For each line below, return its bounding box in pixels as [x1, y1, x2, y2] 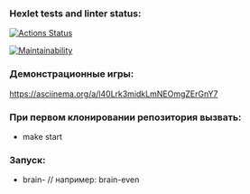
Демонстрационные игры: [9, 68, 134, 80]
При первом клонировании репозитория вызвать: [9, 111, 242, 124]
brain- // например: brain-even [22, 174, 140, 185]
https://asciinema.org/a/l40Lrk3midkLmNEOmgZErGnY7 [9, 88, 218, 99]
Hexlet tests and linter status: [9, 7, 142, 20]
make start [22, 131, 63, 142]
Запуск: [9, 153, 46, 166]
